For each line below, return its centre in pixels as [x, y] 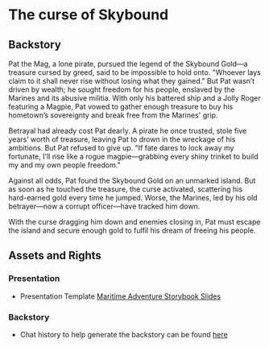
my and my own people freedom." [64, 165]
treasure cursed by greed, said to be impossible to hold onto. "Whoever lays [135, 72]
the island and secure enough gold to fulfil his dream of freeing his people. [132, 230]
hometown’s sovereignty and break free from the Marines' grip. [113, 115]
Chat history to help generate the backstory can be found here [124, 334]
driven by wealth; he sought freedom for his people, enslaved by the [122, 89]
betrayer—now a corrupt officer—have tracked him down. [104, 206]
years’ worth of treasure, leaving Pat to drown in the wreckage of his [122, 139]
